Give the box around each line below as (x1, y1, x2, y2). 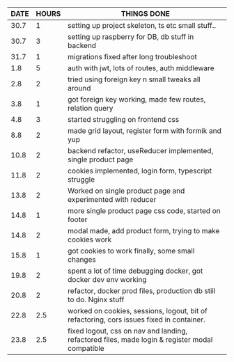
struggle (67, 175, 95, 184)
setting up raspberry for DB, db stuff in (67, 32, 194, 41)
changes (67, 255, 96, 264)
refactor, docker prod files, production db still (67, 286, 216, 295)
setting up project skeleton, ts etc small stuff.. (67, 21, 217, 30)
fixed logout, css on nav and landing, (67, 326, 188, 336)
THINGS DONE (120, 9, 171, 18)
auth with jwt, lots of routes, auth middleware (67, 63, 214, 72)
